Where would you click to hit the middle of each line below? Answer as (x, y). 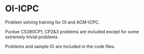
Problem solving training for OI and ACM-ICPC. (52, 22)
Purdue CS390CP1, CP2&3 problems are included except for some (72, 31)
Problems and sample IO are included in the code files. (60, 46)
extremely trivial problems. (32, 37)
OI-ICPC (22, 9)
